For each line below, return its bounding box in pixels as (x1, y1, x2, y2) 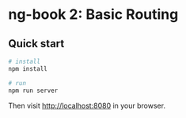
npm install (8, 65, 47, 72)
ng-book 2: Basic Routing (8, 6, 179, 24)
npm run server (8, 87, 59, 94)
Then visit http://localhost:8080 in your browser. (8, 101, 166, 110)
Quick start (8, 37, 65, 50)
